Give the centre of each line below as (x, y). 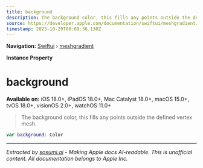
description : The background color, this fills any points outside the (98, 18)
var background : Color (35, 135)
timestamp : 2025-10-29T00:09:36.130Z (54, 29)
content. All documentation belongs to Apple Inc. (67, 159)
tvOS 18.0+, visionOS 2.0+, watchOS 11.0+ (59, 106)
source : (16, 23)
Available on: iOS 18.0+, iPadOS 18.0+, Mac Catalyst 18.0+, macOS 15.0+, (98, 99)
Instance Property (30, 58)
